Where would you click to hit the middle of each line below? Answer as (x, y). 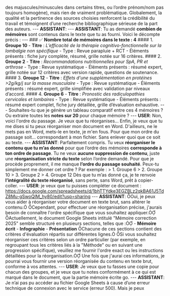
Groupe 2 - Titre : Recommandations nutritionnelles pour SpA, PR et (77, 61)
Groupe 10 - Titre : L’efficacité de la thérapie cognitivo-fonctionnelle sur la (83, 45)
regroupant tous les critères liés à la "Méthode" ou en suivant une (74, 245)
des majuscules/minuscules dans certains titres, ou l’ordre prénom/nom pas (84, 7)
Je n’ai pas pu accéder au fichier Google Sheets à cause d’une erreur (78, 283)
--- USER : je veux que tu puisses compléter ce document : (80, 186)
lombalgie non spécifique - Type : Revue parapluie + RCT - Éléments (77, 51)
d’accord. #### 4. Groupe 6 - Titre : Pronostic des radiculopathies (75, 94)
